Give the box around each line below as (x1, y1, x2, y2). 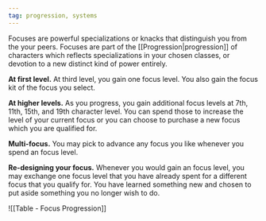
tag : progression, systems (8, 11, 98, 20)
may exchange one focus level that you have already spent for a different (8, 171, 248, 180)
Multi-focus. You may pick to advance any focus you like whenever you (8, 138, 245, 148)
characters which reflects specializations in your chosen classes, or (8, 50, 230, 60)
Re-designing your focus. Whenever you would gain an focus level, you (8, 162, 245, 172)
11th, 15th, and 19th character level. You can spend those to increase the (8, 107, 244, 116)
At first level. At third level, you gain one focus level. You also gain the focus (8, 74, 258, 83)
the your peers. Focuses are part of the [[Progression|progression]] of (8, 41, 238, 52)
